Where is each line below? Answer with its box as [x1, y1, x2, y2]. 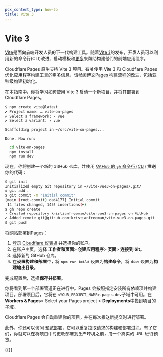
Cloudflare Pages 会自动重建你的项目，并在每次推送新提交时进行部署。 [5, 314, 149, 320]
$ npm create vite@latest [5, 105, 58, 110]
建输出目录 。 [12, 265, 38, 271]
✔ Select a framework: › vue [5, 114, 65, 119]
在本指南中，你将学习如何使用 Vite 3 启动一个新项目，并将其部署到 [5, 89, 140, 95]
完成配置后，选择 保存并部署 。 [5, 275, 65, 281]
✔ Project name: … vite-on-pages [5, 109, 74, 114]
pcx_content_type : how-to [5, 7, 58, 12]
